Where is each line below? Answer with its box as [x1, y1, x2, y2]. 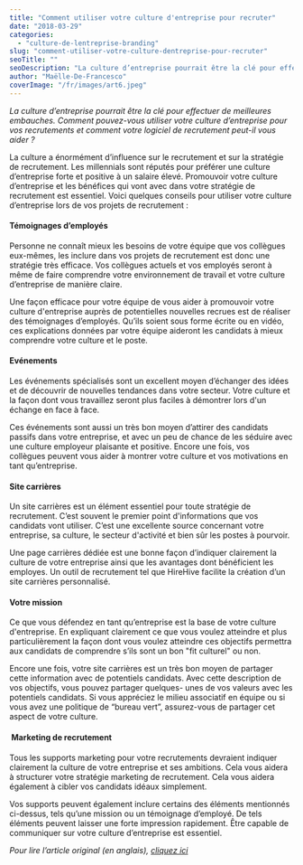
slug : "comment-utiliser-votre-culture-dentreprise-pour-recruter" [9, 47, 269, 56]
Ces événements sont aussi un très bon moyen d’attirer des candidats [9, 422, 269, 433]
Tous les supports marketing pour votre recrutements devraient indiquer [9, 752, 278, 763]
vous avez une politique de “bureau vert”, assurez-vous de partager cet [9, 701, 276, 712]
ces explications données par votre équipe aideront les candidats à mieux [9, 324, 284, 335]
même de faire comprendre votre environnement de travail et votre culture [9, 268, 286, 280]
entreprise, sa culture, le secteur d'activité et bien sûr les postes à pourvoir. [9, 530, 290, 541]
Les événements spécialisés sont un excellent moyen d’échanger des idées [9, 376, 289, 387]
